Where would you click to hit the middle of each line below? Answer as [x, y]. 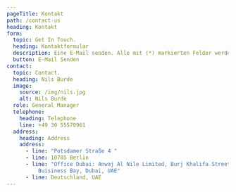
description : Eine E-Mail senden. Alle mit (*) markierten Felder [112, 53]
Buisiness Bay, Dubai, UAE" [79, 171]
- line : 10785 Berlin [57, 158]
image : [23, 86]
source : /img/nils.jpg [52, 92]
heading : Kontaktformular [51, 46]
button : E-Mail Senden [46, 60]
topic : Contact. [37, 72]
